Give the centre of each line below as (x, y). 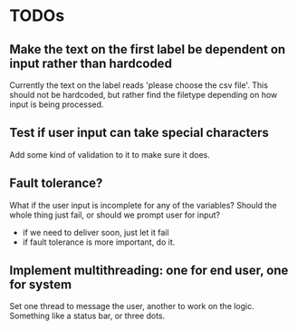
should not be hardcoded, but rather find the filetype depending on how (144, 95)
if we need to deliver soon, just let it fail (96, 232)
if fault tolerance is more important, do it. (99, 242)
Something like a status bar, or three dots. (87, 316)
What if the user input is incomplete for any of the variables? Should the (144, 205)
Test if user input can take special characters (139, 133)
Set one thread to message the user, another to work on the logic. (132, 306)
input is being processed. (57, 104)
